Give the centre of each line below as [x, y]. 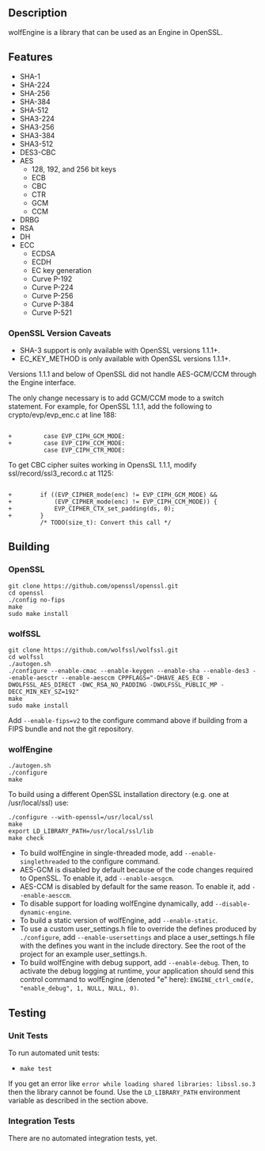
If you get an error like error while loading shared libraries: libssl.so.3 [132, 1084]
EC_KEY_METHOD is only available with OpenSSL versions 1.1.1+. [125, 358]
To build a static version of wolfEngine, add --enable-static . [119, 921]
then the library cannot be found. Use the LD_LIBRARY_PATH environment [125, 1091]
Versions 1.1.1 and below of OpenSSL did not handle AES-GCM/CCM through [132, 374]
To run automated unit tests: [54, 1053]
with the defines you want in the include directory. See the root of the [133, 946]
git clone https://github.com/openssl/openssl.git [93, 586]
